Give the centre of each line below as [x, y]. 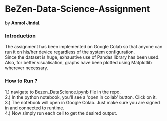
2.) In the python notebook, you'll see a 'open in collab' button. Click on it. [81, 97]
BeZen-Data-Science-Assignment [78, 9]
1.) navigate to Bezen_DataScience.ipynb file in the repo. [63, 92]
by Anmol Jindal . [23, 23]
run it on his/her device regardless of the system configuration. [70, 52]
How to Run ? [21, 81]
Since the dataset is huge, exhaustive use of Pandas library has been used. [82, 57]
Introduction [20, 36]
